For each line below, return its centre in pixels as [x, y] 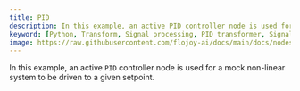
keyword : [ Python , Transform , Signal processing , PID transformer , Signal [151, 34]
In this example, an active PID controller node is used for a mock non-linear [147, 68]
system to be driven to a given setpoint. [82, 78]
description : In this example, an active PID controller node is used [143, 26]
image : [21, 42]
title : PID [29, 17]
